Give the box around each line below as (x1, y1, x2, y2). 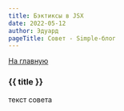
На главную (8, 56, 49, 66)
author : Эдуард (8, 27, 59, 35)
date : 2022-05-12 (8, 19, 66, 27)
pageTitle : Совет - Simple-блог (8, 34, 116, 43)
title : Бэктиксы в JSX (8, 11, 84, 20)
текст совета (8, 94, 53, 105)
